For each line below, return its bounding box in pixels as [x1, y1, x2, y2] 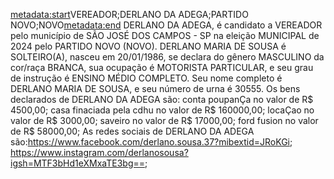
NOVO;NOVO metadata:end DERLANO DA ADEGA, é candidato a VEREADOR [10, 19, 323, 31]
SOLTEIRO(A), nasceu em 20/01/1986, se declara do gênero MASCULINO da [10, 51, 325, 63]
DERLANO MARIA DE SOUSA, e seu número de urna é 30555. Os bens [10, 83, 301, 94]
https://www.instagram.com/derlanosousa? [10, 147, 189, 158]
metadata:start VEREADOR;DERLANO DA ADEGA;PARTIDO [10, 9, 249, 20]
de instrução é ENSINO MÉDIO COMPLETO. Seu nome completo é [10, 72, 283, 84]
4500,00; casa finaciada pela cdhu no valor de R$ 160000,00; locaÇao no [10, 104, 315, 116]
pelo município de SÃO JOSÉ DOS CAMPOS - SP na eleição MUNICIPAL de [10, 30, 320, 41]
